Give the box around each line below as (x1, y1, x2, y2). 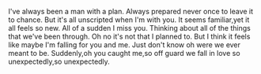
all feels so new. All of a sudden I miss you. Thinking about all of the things (8, 24, 251, 32)
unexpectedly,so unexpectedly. (8, 57, 111, 66)
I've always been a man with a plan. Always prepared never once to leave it (8, 7, 254, 16)
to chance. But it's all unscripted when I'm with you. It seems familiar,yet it (8, 15, 250, 24)
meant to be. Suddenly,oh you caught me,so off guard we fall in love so (8, 49, 240, 57)
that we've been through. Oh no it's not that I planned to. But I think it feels (8, 31, 251, 41)
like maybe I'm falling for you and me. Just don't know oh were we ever (8, 40, 241, 50)
